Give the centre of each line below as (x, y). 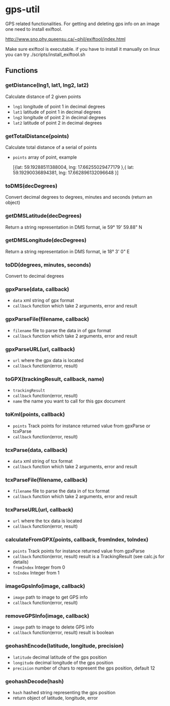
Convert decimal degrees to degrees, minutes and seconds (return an (79, 197)
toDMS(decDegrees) (31, 186)
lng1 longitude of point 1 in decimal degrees (59, 106)
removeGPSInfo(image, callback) (47, 616)
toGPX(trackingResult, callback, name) (55, 379)
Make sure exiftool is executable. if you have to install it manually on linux (82, 49)
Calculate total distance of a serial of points (51, 147)
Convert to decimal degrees (35, 276)
